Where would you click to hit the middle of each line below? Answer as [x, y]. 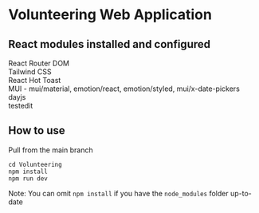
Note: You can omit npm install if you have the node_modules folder [118, 193]
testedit [21, 106]
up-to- [241, 193]
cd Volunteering [35, 164]
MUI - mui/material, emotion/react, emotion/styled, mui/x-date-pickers [124, 89]
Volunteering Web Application [110, 15]
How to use [37, 130]
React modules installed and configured [110, 44]
